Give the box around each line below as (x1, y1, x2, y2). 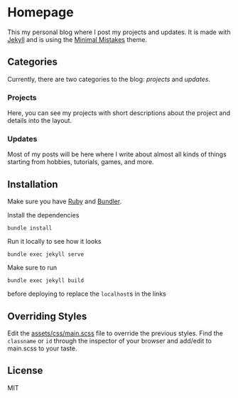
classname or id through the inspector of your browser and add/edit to (7, 336, 212, 345)
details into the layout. (7, 117, 72, 125)
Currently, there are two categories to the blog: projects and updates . (7, 75, 211, 83)
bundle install (7, 225, 53, 232)
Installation (7, 178, 58, 190)
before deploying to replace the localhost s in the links (7, 289, 167, 298)
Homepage (7, 4, 74, 21)
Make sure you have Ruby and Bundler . (7, 197, 122, 206)
